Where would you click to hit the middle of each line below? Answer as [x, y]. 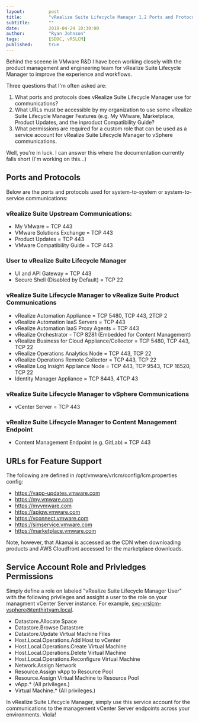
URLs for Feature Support [54, 461]
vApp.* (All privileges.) [42, 684]
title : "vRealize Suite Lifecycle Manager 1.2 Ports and [90, 17]
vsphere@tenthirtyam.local [39, 610]
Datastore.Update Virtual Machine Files [62, 634]
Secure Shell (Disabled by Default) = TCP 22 [69, 280]
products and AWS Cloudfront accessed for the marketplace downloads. [95, 548]
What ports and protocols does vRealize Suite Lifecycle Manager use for [103, 97]
